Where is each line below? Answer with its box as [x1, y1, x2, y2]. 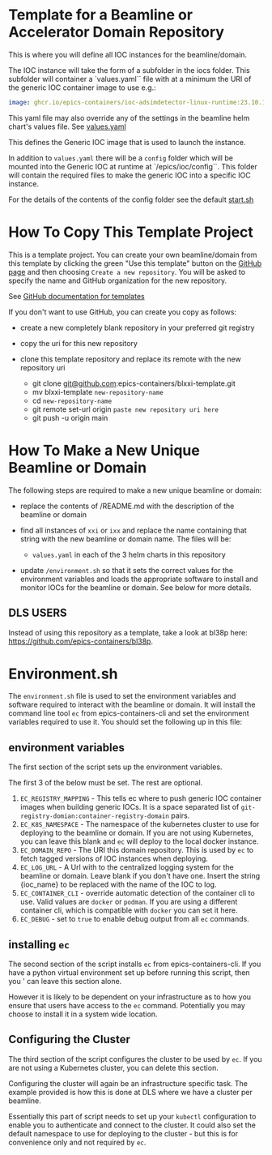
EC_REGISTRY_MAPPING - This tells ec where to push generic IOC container [19, 794, 262, 803]
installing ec [8, 938, 70, 952]
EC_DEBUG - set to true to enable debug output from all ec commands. [19, 914, 249, 924]
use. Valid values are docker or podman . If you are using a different [19, 897, 238, 907]
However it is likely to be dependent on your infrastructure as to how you [8, 992, 252, 1002]
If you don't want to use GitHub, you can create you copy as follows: [8, 306, 237, 317]
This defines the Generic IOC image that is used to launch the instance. [8, 137, 246, 147]
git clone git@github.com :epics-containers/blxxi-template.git [32, 379, 236, 388]
